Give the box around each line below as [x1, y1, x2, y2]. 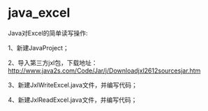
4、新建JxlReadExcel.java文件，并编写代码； [8, 96, 138, 104]
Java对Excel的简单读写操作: [8, 29, 88, 37]
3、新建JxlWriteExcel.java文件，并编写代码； [8, 80, 138, 89]
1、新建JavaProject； [8, 43, 69, 52]
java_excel [8, 5, 70, 21]
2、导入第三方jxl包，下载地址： [8, 58, 98, 67]
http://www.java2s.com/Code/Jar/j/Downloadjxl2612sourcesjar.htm [8, 66, 201, 75]
